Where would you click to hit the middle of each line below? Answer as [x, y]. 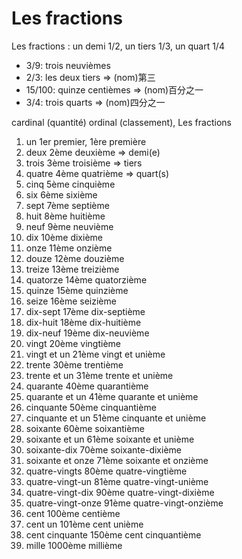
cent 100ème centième [73, 513]
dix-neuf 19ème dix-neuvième [87, 333]
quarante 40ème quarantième [87, 386]
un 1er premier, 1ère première [86, 141]
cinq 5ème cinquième [70, 184]
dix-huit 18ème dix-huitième [83, 322]
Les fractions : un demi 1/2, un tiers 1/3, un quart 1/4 [118, 46]
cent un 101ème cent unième [84, 524]
